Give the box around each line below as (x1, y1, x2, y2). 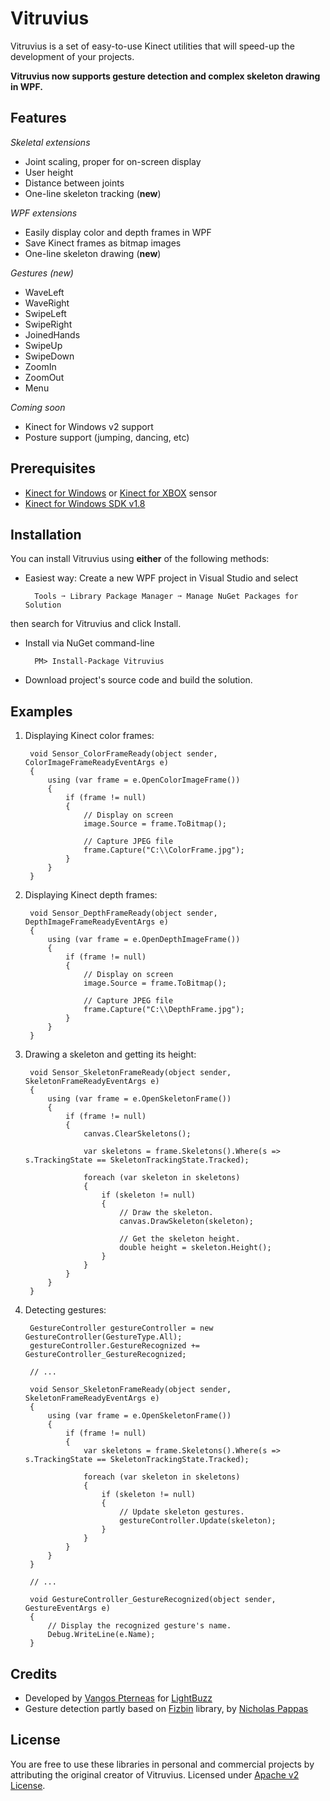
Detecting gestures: (24, 1304, 107, 1316)
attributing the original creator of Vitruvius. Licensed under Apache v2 (10, 1768, 300, 1781)
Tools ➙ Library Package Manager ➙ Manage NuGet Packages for (34, 592, 299, 602)
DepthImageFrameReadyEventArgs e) (24, 917, 169, 927)
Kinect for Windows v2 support (24, 420, 154, 432)
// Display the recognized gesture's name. (47, 1621, 232, 1631)
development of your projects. (10, 50, 135, 62)
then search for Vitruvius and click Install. (10, 618, 182, 630)
